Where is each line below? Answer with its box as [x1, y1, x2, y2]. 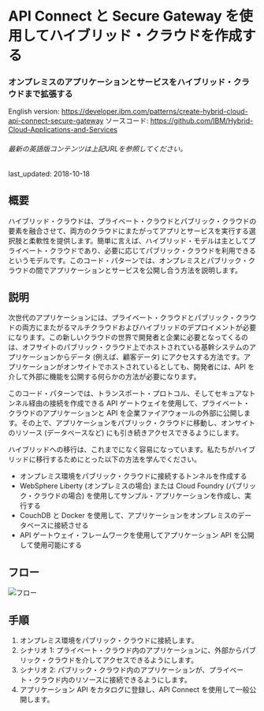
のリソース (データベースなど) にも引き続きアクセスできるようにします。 [8, 428, 244, 438]
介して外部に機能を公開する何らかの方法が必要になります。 [8, 372, 201, 382]
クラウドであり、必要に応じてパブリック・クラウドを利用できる [49, 246, 256, 255]
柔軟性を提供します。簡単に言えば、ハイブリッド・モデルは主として [28, 235, 249, 245]
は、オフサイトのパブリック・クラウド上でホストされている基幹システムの [8, 343, 250, 352]
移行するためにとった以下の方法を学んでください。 [35, 454, 201, 465]
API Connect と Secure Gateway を [8, 7, 240, 25]
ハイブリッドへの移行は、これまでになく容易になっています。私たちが [8, 445, 235, 454]
